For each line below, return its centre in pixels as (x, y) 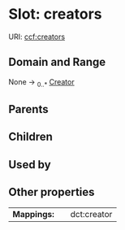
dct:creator (91, 214)
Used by (30, 165)
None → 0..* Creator (41, 82)
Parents (28, 109)
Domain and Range (57, 62)
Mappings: (34, 214)
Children (30, 137)
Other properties (52, 192)
